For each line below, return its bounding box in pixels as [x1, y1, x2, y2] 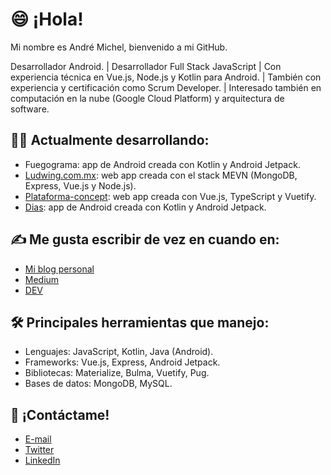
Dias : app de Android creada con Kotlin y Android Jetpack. [24, 201, 267, 213]
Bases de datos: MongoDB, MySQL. [24, 378, 173, 390]
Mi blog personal [24, 263, 95, 275]
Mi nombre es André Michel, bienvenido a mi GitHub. [10, 41, 228, 53]
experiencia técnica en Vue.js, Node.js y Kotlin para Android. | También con [10, 71, 322, 83]
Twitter [24, 444, 55, 456]
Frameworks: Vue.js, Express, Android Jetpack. [24, 356, 221, 368]
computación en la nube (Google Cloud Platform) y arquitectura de [10, 92, 285, 104]
